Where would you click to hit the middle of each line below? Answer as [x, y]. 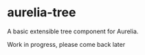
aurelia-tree [42, 13]
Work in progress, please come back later [66, 44]
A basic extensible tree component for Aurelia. [73, 31]
